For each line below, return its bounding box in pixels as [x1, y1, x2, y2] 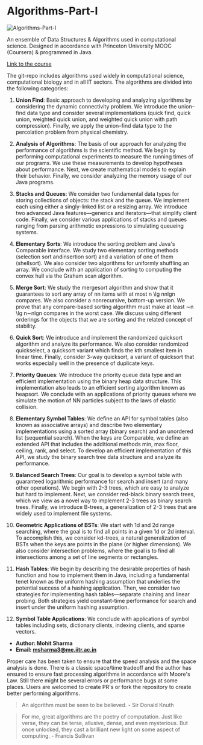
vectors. [15, 628, 37, 635]
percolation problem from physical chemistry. [15, 128, 129, 136]
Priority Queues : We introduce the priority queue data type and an [15, 371, 181, 378]
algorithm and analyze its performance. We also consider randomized [15, 340, 189, 348]
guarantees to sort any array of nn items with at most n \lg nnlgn [15, 290, 175, 298]
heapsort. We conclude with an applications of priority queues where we [15, 390, 196, 397]
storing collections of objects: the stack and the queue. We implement [15, 196, 190, 204]
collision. [15, 403, 38, 410]
